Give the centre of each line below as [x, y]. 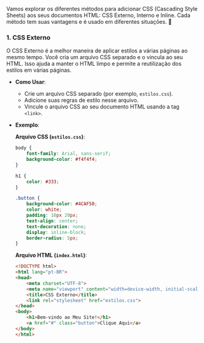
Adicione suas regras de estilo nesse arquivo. [81, 101]
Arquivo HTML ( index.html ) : [51, 255]
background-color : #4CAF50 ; [62, 204]
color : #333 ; [43, 182]
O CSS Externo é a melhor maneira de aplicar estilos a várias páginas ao [97, 51]
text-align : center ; [52, 221]
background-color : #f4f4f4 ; [62, 160]
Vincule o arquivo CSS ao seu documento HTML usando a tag [102, 107]
